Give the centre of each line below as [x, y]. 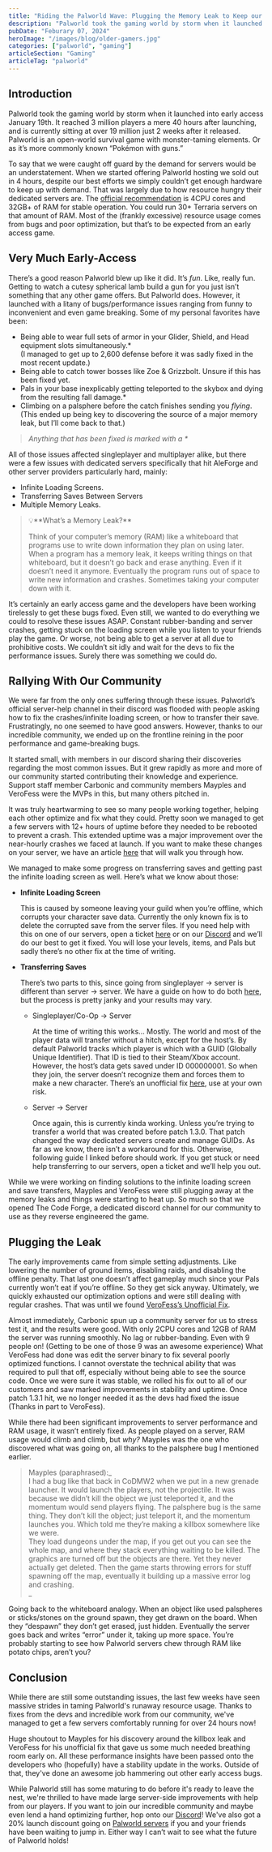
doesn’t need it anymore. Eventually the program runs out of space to [144, 571]
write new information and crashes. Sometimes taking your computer [143, 579]
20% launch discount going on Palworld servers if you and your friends [127, 1823]
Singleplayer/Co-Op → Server [82, 1016]
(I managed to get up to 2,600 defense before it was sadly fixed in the [136, 354]
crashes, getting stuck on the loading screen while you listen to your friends [135, 630]
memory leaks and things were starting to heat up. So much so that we [126, 1199]
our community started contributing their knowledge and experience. [123, 776]
